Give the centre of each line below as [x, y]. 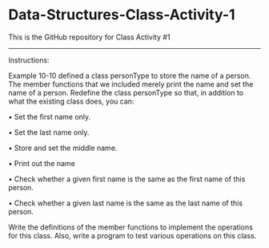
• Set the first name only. [50, 116]
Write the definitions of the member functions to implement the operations [131, 227]
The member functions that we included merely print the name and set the [131, 84]
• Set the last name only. [49, 132]
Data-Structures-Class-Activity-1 [122, 15]
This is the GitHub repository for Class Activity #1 [89, 37]
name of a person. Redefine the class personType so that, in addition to [126, 92]
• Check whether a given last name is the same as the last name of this [125, 203]
